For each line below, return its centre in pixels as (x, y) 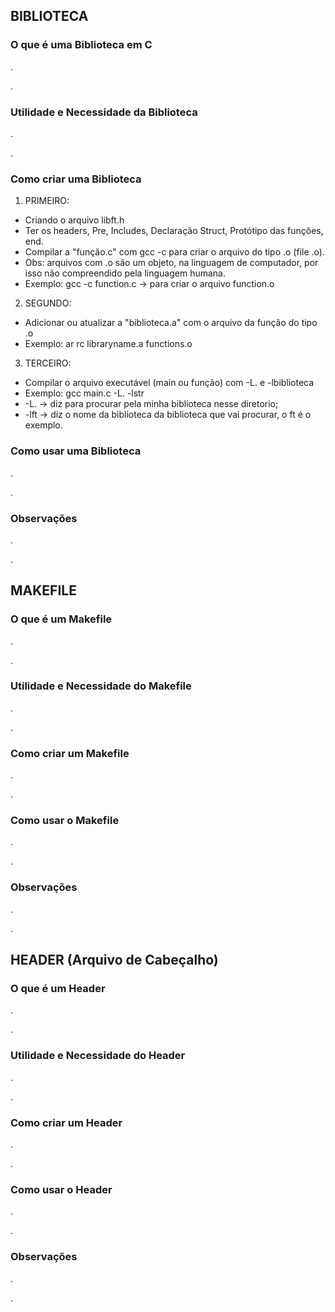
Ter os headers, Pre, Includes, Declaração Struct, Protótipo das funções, (174, 231)
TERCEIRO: (48, 363)
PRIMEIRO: (47, 201)
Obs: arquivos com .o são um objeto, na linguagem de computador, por (171, 263)
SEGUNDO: (48, 303)
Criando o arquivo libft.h (74, 220)
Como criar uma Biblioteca (76, 179)
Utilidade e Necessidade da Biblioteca (104, 112)
